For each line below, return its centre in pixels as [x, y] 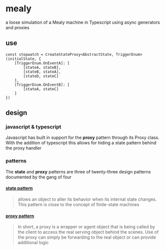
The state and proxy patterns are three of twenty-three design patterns [78, 171]
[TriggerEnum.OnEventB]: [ [42, 84]
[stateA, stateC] [41, 89]
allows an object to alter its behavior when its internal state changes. [87, 199]
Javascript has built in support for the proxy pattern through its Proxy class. [82, 138]
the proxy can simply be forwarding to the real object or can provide [87, 237]
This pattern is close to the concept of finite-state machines [78, 204]
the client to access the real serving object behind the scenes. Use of [88, 232]
